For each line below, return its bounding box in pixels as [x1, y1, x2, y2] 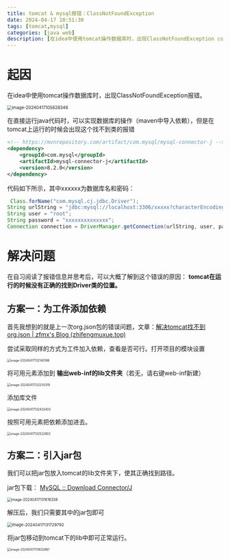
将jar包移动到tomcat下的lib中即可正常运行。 [7, 534, 131, 542]
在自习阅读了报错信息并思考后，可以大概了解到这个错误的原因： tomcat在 [7, 272, 216, 281]
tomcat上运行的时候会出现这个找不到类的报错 [7, 125, 135, 134]
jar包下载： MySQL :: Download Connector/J [7, 484, 132, 492]
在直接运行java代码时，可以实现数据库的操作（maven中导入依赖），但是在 [7, 117, 214, 125]
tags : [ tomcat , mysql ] [7, 23, 69, 29]
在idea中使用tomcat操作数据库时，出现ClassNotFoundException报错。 [7, 91, 206, 99]
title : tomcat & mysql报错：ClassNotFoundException [7, 10, 155, 17]
